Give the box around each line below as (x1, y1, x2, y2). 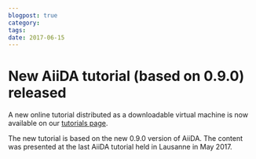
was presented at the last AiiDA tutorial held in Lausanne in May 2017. (8, 142, 233, 152)
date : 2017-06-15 (8, 33, 65, 42)
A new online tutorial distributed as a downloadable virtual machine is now (8, 110, 249, 120)
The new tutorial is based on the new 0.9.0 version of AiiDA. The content (8, 134, 243, 143)
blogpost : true (8, 11, 58, 20)
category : (8, 19, 41, 27)
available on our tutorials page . (8, 119, 108, 128)
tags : (8, 26, 26, 34)
